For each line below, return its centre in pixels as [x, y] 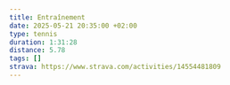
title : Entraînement [48, 17]
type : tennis [33, 34]
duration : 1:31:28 [43, 42]
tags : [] [25, 58]
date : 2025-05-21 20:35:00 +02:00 [74, 26]
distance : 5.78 [37, 50]
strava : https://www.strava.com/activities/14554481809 [115, 67]
